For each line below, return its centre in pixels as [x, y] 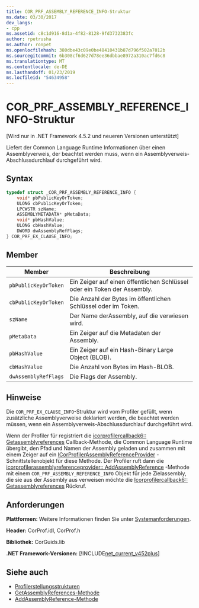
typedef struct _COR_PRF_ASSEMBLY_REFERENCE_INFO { [71, 192]
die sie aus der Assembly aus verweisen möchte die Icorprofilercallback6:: [97, 480]
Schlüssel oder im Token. [105, 306]
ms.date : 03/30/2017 [32, 17]
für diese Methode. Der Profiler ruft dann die [110, 461]
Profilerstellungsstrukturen [47, 586]
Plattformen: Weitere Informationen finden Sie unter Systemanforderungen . [99, 519]
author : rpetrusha [29, 39]
